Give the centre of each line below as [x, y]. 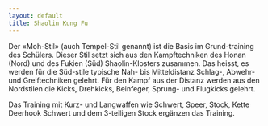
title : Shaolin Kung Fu [48, 23]
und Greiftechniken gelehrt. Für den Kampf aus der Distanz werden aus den [134, 80]
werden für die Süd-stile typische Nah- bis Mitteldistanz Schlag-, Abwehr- [132, 71]
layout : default [36, 16]
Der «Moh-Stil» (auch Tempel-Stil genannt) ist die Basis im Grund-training [131, 46]
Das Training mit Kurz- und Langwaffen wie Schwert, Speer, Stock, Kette [129, 104]
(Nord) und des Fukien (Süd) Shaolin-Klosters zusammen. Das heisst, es [129, 63]
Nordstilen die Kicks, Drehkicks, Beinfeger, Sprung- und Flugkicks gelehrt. [132, 88]
